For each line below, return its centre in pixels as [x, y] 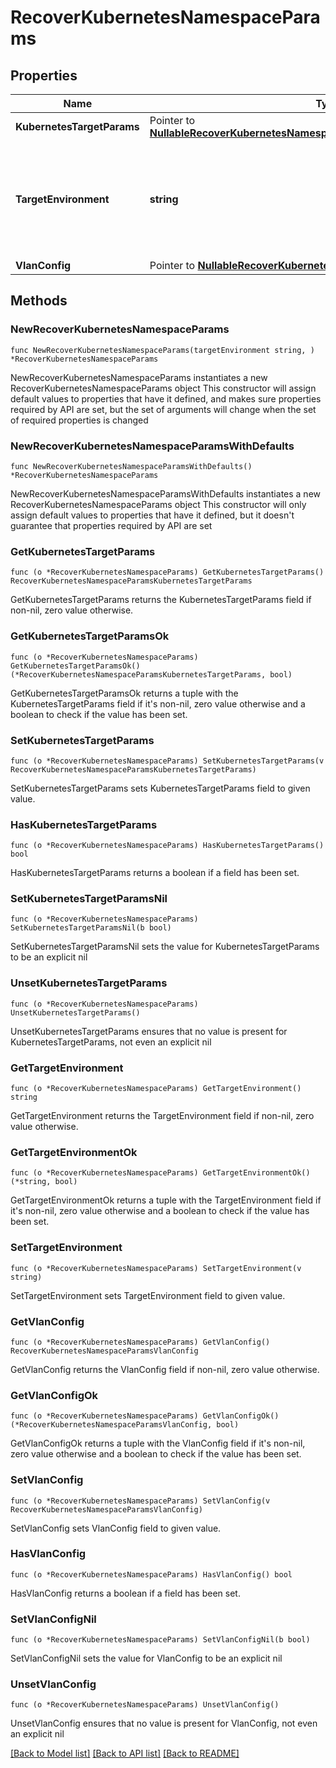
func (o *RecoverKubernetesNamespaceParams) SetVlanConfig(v [140, 1501]
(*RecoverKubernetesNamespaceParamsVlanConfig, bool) [125, 1425]
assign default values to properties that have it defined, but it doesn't [152, 515]
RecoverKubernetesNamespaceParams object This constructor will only [158, 504]
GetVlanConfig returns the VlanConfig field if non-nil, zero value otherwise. [165, 1369]
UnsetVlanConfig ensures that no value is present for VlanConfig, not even [164, 1723]
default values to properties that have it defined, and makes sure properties [166, 398]
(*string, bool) [44, 1182]
